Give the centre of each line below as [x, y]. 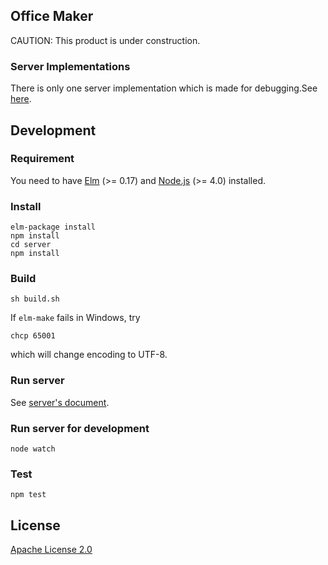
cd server [31, 245]
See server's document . [60, 402]
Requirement [42, 159]
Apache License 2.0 [51, 550]
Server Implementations [70, 66]
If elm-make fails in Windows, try [75, 318]
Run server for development [80, 428]
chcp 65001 [33, 336]
